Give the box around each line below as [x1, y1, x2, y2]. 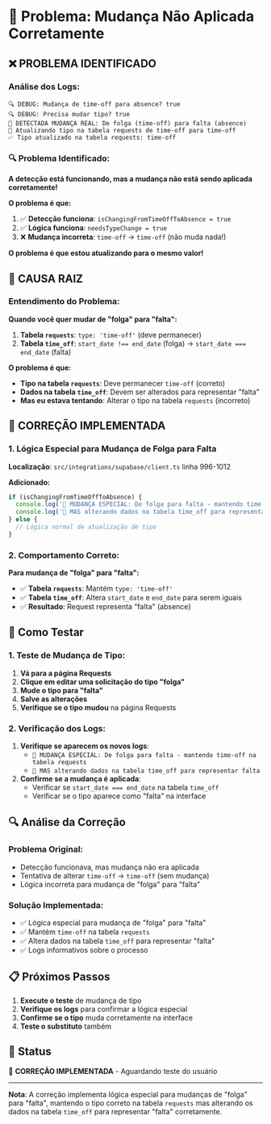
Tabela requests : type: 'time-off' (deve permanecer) [19, 330, 202, 339]
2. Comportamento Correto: [8, 549, 119, 561]
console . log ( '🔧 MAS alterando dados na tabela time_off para [15, 508, 226, 516]
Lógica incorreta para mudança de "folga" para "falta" [19, 879, 201, 889]
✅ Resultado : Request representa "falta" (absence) [19, 602, 191, 612]
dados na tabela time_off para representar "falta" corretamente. [8, 1106, 223, 1116]
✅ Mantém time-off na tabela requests [19, 927, 151, 937]
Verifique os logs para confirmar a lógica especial [19, 1004, 188, 1013]
